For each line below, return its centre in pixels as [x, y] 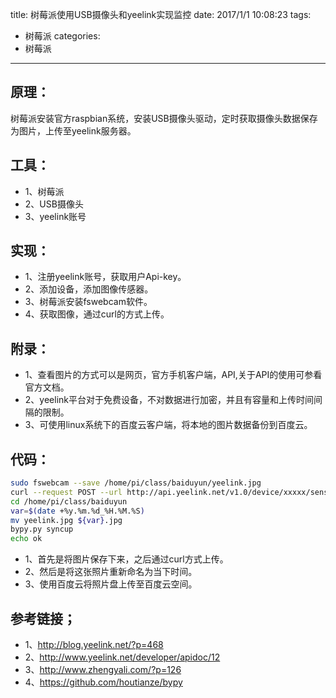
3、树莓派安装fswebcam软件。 [88, 302]
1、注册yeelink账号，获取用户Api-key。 [105, 277]
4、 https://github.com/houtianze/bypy [103, 682]
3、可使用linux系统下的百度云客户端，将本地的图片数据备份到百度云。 [168, 425]
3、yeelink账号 [55, 216]
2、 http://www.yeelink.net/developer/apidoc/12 [122, 657]
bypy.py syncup [42, 529]
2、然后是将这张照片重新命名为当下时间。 [111, 572]
